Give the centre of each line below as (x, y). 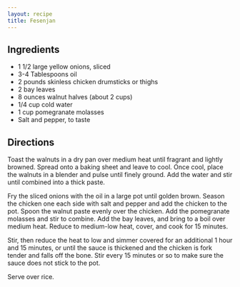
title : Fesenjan (31, 21)
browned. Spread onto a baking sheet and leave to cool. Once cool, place (115, 167)
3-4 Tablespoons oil (47, 74)
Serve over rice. (31, 277)
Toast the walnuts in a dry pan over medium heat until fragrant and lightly (115, 160)
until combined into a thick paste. (56, 182)
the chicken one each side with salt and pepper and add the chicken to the (117, 203)
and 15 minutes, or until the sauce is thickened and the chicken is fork (110, 248)
